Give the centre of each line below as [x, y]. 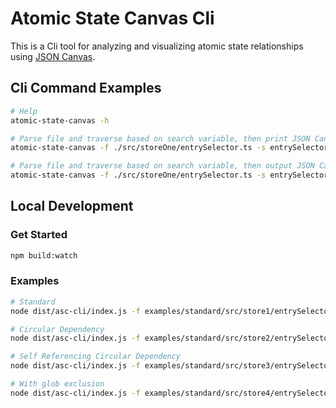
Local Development [72, 206]
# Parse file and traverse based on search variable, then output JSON [162, 166]
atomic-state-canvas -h [60, 120]
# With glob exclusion [57, 384]
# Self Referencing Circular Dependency [96, 357]
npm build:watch [44, 255]
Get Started [39, 235]
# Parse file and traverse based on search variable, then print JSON [160, 138]
